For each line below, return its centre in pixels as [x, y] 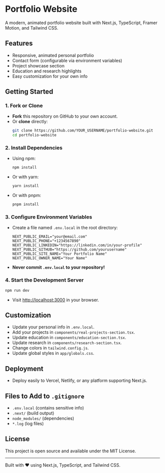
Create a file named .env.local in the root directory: [65, 228]
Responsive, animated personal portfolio [53, 55]
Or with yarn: [25, 177]
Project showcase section [38, 65]
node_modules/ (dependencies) [43, 418]
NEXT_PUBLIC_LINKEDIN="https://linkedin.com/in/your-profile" [77, 245]
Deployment [24, 368]
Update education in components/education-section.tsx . [69, 338]
